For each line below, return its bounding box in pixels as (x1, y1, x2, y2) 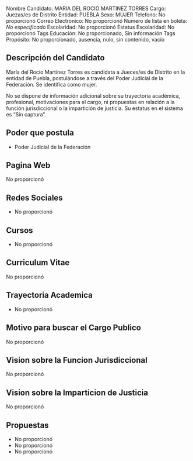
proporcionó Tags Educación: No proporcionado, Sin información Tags (6, 30, 176, 37)
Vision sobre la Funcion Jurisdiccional (6, 355, 148, 365)
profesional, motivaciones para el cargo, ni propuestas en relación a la (6, 98, 175, 105)
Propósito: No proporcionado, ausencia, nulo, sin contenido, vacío (6, 36, 165, 43)
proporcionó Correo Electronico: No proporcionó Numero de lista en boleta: (6, 18, 188, 24)
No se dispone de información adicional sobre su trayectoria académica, (6, 92, 181, 99)
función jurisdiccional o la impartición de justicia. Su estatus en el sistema (6, 105, 184, 112)
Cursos (6, 225, 33, 235)
